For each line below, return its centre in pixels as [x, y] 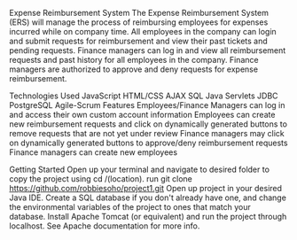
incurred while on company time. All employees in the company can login [143, 31]
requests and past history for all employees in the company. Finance [134, 60]
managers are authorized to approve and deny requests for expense [134, 69]
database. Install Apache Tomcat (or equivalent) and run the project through [148, 217]
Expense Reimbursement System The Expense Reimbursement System [139, 13]
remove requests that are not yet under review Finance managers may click [147, 133]
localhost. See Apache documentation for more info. [105, 226]
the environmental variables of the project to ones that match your [130, 207]
